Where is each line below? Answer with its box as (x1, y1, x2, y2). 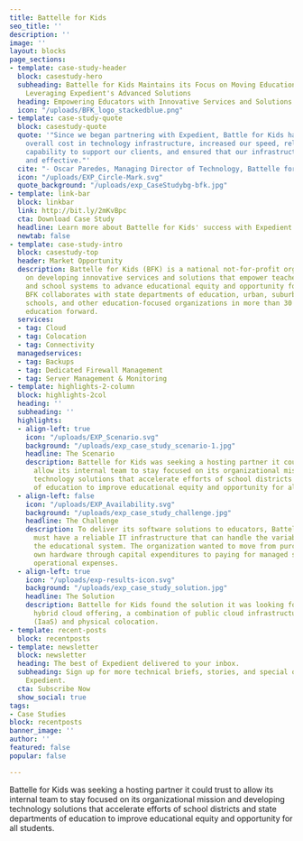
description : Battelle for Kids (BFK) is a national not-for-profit (17, 265, 280, 274)
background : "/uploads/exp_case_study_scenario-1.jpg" (25, 441, 236, 450)
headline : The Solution (25, 592, 115, 601)
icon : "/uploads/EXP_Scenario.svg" (25, 432, 160, 442)
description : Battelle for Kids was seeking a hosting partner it (25, 457, 280, 467)
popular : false (9, 751, 67, 761)
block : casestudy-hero (17, 72, 103, 81)
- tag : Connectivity (17, 340, 95, 349)
